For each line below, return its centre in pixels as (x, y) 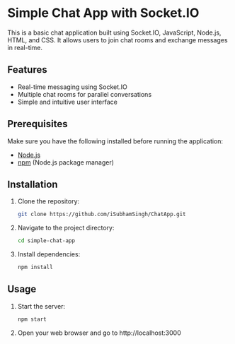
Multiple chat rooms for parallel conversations (85, 94)
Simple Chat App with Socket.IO (103, 13)
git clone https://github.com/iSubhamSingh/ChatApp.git (102, 214)
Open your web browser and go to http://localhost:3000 (99, 333)
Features (27, 70)
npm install (35, 267)
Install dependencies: (49, 254)
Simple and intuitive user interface (68, 102)
